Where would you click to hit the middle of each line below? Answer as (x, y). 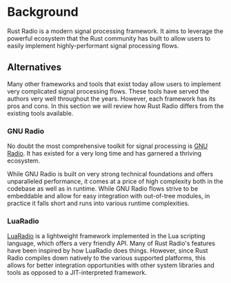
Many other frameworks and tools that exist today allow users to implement (114, 84)
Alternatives (34, 67)
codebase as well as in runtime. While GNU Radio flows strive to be (103, 189)
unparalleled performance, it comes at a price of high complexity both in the (115, 181)
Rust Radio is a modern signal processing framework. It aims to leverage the (115, 31)
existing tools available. (40, 113)
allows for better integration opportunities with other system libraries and (111, 265)
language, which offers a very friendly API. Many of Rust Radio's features (111, 243)
